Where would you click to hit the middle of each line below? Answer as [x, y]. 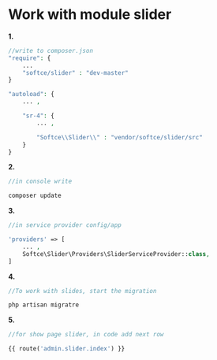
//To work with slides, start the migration [82, 291]
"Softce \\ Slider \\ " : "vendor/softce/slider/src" [120, 137]
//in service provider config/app [65, 225]
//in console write [40, 182]
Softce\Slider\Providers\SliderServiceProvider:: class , [116, 254]
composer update [35, 196]
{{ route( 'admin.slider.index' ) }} [67, 349]
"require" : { [30, 58]
